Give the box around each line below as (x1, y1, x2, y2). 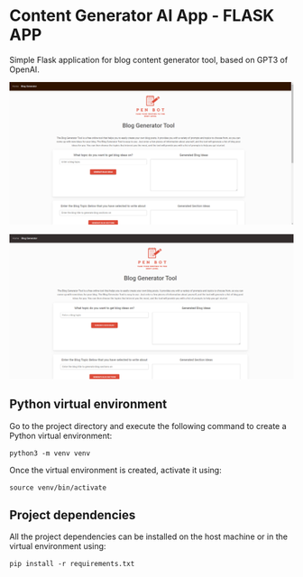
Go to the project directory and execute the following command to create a (9, 420, 287, 431)
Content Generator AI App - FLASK (9, 5, 275, 26)
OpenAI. (9, 64, 41, 75)
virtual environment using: (9, 541, 106, 552)
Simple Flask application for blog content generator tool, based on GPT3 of (9, 54, 289, 65)
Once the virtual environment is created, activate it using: (9, 464, 223, 475)
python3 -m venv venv (9, 448, 91, 458)
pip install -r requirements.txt (9, 560, 135, 569)
